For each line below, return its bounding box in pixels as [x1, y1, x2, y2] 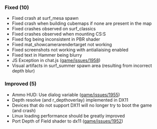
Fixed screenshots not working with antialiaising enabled [11, 47, 129, 53]
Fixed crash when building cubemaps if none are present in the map [11, 20, 152, 26]
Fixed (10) [4, 4, 29, 11]
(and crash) [11, 107, 36, 113]
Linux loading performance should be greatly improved [11, 113, 125, 119]
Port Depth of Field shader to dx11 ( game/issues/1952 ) [11, 118, 123, 124]
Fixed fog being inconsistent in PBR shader [11, 36, 101, 42]
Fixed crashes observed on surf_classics [11, 26, 96, 32]
